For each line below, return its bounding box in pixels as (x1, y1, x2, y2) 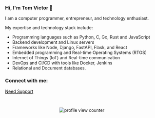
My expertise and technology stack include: (5, 25, 93, 31)
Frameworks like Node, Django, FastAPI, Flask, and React (12, 45, 128, 51)
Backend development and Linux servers (12, 39, 95, 45)
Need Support (5, 88, 34, 94)
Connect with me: (5, 77, 48, 84)
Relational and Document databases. (12, 65, 86, 71)
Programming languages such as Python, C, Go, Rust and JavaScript (12, 34, 150, 40)
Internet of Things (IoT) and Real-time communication (12, 55, 120, 61)
